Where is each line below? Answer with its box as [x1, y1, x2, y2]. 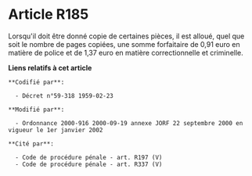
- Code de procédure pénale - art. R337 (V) [15, 160, 163, 168]
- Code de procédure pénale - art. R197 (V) [15, 153, 163, 161]
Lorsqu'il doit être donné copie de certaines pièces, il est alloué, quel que [8, 31, 245, 41]
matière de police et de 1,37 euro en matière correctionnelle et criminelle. [8, 48, 244, 57]
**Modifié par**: [8, 106, 65, 113]
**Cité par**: [8, 139, 55, 148]
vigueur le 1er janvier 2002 [8, 126, 103, 134]
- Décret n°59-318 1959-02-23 [15, 92, 113, 99]
